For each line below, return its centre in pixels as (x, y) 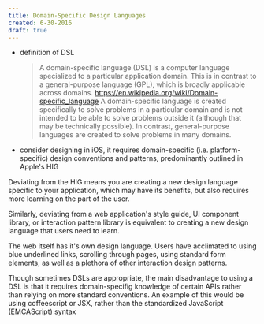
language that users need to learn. (64, 231)
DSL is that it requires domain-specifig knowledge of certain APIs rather (125, 287)
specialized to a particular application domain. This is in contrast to (148, 76)
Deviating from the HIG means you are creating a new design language (123, 182)
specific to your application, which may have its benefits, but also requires (129, 191)
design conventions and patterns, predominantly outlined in (147, 158)
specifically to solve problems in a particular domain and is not (141, 110)
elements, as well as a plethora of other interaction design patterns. (118, 263)
